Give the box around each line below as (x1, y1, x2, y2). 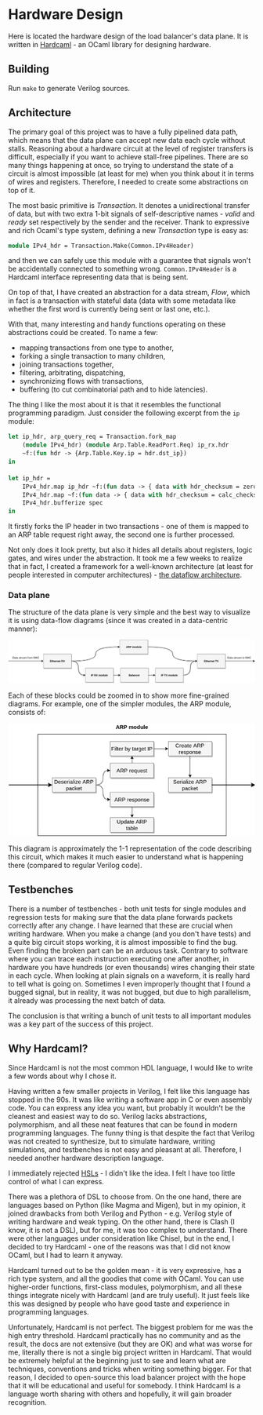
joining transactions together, (19, 359, 114, 370)
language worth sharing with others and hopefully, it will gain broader (8, 1389, 232, 1399)
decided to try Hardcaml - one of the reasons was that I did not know (8, 1242, 231, 1251)
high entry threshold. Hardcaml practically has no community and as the (8, 1330, 241, 1340)
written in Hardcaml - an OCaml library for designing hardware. (8, 39, 211, 49)
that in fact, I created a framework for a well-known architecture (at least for (8, 562, 254, 571)
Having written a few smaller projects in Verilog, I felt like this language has (8, 1086, 250, 1096)
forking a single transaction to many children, (19, 352, 166, 361)
